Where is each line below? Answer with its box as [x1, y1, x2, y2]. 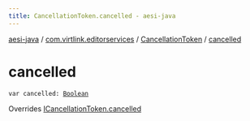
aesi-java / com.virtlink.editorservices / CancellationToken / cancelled [8, 34, 242, 44]
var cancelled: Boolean [8, 89, 89, 97]
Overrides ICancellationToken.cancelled [8, 103, 142, 114]
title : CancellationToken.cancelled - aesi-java [8, 11, 176, 20]
